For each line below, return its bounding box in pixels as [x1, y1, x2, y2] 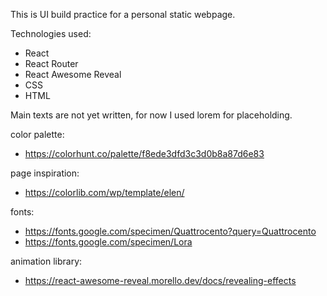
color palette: [10, 129, 65, 140]
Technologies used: [10, 28, 92, 39]
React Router [24, 58, 79, 69]
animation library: [10, 255, 83, 267]
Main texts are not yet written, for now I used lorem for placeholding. [10, 109, 293, 121]
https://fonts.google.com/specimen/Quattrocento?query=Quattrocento [24, 225, 317, 237]
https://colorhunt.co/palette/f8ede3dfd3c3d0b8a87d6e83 [24, 148, 265, 159]
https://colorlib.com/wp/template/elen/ [24, 187, 185, 198]
